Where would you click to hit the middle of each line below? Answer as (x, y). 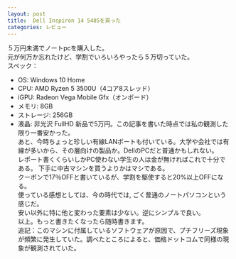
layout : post (27, 14)
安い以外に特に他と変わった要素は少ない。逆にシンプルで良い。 (111, 213)
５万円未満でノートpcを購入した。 (58, 48)
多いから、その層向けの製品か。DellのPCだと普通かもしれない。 (124, 150)
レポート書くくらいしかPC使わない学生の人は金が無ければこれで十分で (122, 160)
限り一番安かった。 (46, 133)
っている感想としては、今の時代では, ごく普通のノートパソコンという (125, 195)
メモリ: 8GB (35, 106)
